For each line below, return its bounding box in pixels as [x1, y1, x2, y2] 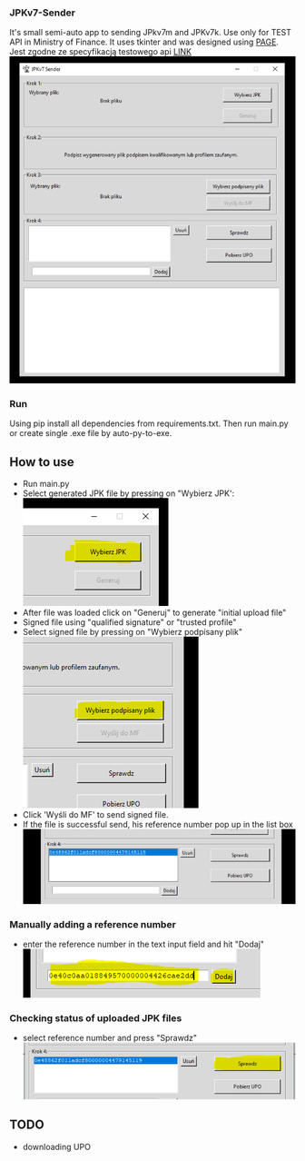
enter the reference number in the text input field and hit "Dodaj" [22, 938, 265, 950]
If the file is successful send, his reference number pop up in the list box [22, 819, 293, 830]
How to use [9, 454, 74, 470]
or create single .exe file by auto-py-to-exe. [9, 428, 172, 439]
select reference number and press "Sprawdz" [22, 1033, 198, 1044]
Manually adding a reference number [9, 918, 177, 930]
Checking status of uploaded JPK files [9, 1012, 182, 1025]
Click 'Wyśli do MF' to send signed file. [22, 809, 169, 820]
